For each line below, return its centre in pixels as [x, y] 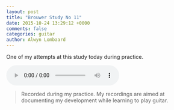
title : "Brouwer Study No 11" [44, 17]
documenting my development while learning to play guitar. [95, 100]
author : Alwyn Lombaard [36, 40]
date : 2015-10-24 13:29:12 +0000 [48, 23]
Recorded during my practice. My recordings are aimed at [93, 94]
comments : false [26, 29]
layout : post [23, 12]
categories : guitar [31, 34]
